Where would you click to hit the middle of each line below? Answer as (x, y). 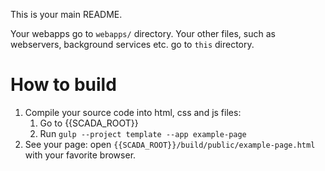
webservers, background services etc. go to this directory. (132, 44)
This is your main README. (66, 14)
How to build (63, 85)
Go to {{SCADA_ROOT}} (89, 123)
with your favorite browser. (80, 155)
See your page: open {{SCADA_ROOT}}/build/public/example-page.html (170, 144)
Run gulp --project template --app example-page (143, 133)
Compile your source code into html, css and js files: (133, 112)
